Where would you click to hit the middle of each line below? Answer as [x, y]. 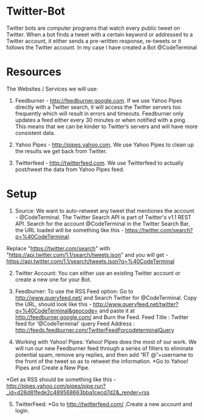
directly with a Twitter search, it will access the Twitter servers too [98, 107]
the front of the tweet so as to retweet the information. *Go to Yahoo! [102, 361]
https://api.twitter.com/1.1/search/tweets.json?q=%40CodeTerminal [90, 261]
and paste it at [117, 311]
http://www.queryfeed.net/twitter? [136, 304]
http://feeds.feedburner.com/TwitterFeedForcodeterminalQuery [94, 330]
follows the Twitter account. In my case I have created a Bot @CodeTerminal [102, 47]
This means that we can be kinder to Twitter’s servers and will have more [107, 126]
